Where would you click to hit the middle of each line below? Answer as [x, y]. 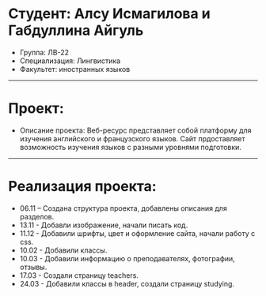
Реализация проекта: [82, 187]
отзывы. [33, 267]
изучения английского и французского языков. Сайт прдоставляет [132, 138]
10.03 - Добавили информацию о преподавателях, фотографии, [127, 258]
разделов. [37, 216]
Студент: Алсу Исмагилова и [110, 14]
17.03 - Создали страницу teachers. [79, 275]
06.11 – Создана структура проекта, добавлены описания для [123, 208]
